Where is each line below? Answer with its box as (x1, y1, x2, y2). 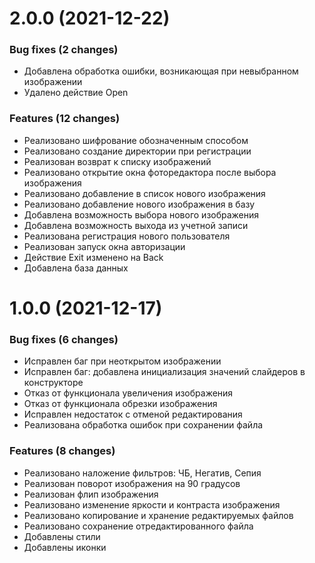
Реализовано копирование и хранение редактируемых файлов (23, 509, 294, 521)
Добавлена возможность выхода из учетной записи (23, 219, 249, 231)
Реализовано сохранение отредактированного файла (23, 520, 254, 532)
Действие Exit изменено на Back (23, 251, 164, 263)
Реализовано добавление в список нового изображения (23, 187, 266, 199)
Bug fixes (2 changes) (9, 43, 119, 57)
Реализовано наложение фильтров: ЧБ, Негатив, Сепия (23, 467, 262, 479)
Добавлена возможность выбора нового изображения (23, 208, 260, 221)
